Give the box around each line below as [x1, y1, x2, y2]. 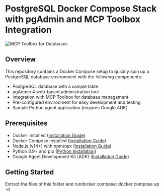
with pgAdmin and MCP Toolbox [5, 13, 141, 25]
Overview [5, 55, 36, 64]
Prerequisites [5, 119, 48, 128]
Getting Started [5, 168, 54, 176]
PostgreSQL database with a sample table [12, 83, 98, 89]
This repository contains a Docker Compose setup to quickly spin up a [5, 68, 149, 74]
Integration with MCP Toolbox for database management [12, 94, 129, 100]
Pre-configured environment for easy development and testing [12, 99, 141, 105]
